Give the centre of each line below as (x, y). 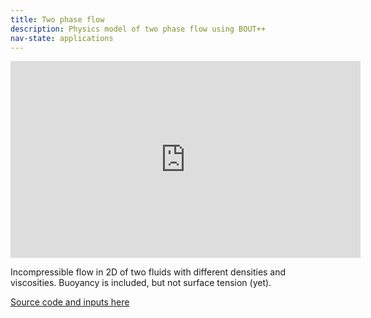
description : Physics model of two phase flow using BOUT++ (138, 29)
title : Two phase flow (57, 19)
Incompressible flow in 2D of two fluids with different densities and (148, 272)
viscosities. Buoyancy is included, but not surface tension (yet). (141, 283)
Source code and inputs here (70, 302)
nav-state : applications (62, 38)
